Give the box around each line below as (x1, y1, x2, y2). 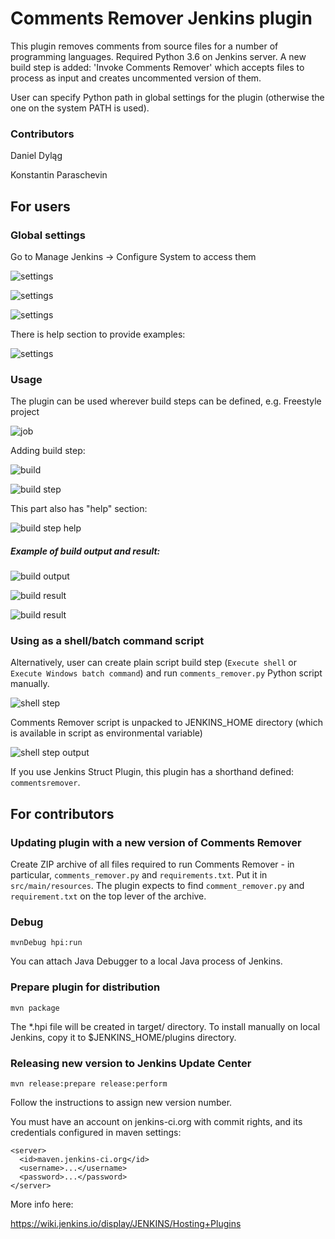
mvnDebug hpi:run (10, 938, 83, 948)
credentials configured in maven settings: (10, 1127, 182, 1139)
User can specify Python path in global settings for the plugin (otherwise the (10, 91, 325, 103)
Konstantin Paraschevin (10, 169, 108, 181)
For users (10, 198, 71, 215)
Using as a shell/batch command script (10, 634, 205, 648)
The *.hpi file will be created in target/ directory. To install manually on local (10, 1020, 321, 1032)
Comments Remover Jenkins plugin (10, 7, 313, 30)
